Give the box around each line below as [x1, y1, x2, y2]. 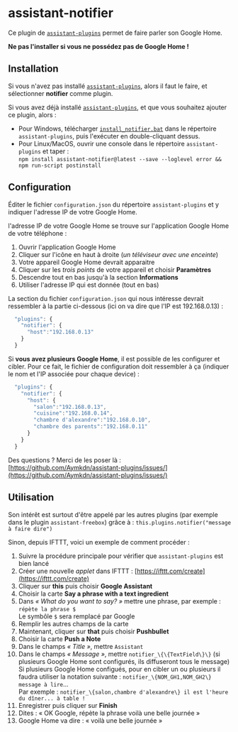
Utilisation [8, 491, 55, 503]
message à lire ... [18, 679, 69, 688]
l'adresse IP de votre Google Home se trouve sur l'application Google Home [8, 222, 229, 230]
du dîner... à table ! [18, 694, 86, 702]
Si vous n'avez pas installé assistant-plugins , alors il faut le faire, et [8, 82, 208, 90]
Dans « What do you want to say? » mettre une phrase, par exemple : [18, 596, 222, 605]
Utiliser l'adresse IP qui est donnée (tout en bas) [18, 280, 159, 289]
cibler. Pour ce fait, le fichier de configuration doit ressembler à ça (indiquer [8, 362, 229, 371]
